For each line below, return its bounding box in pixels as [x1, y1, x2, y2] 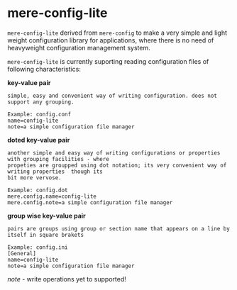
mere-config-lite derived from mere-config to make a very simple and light [7, 28, 227, 37]
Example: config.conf [7, 111, 72, 118]
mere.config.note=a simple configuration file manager [7, 199, 173, 206]
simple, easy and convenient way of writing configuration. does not [7, 92, 218, 99]
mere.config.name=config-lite [7, 193, 97, 200]
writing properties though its [7, 168, 103, 175]
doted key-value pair [7, 135, 70, 144]
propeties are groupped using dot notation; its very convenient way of [7, 162, 227, 169]
